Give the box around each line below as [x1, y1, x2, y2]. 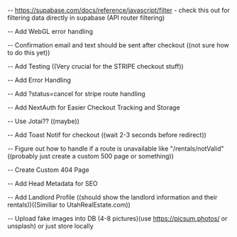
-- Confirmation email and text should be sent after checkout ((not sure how [7, 41, 229, 49]
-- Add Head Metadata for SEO [7, 180, 98, 187]
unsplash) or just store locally [7, 222, 94, 230]
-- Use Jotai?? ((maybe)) [7, 117, 80, 125]
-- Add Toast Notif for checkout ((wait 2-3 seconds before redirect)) [7, 131, 207, 139]
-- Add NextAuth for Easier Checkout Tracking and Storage [7, 103, 180, 112]
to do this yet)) [7, 49, 50, 57]
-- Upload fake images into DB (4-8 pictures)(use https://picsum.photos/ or [7, 214, 228, 222]
